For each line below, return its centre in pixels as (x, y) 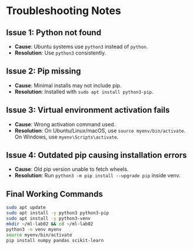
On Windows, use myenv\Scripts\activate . (66, 137)
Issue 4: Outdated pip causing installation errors (96, 155)
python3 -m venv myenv (34, 229)
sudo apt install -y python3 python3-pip (58, 213)
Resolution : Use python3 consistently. (60, 53)
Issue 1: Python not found (54, 33)
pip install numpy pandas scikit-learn (55, 240)
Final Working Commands (54, 194)
